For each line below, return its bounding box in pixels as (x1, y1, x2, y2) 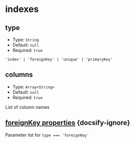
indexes (5, 3, 39, 15)
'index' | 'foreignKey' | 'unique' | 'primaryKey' (5, 57, 113, 62)
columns (5, 70, 33, 79)
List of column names (5, 104, 50, 110)
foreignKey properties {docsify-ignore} (5, 118, 130, 127)
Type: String (12, 36, 39, 42)
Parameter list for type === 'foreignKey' (5, 131, 89, 138)
